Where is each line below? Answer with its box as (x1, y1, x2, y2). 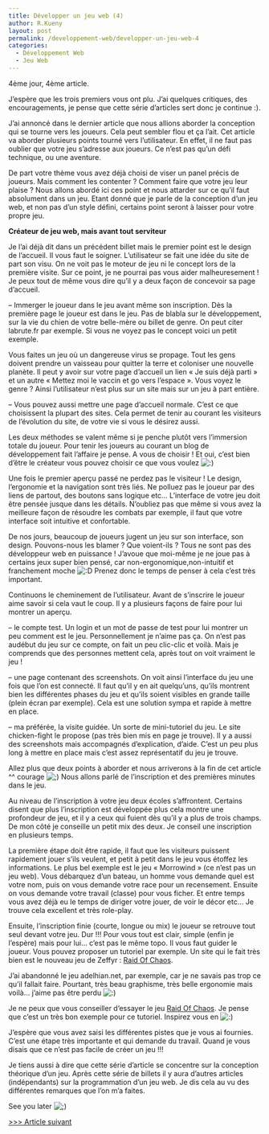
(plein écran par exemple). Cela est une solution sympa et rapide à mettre (8, 698, 252, 707)
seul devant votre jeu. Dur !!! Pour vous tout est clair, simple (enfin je (8, 929, 234, 939)
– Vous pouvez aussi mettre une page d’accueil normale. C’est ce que (8, 399, 238, 409)
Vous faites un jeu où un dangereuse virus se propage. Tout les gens (8, 350, 236, 359)
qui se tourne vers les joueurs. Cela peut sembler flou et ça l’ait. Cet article (8, 126, 255, 137)
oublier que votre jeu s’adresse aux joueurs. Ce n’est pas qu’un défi (8, 144, 231, 154)
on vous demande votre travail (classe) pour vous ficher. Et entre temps (8, 888, 245, 898)
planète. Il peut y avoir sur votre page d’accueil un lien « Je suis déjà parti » (8, 366, 259, 376)
